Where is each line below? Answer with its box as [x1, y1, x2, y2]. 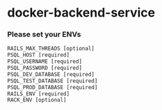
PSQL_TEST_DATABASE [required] [7, 77, 98, 84]
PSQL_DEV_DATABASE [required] [7, 71, 95, 77]
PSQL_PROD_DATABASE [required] [7, 84, 98, 91]
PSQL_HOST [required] [7, 52, 70, 59]
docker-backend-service [7, 5, 155, 21]
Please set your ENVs [7, 30, 81, 39]
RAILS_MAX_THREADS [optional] [7, 45, 95, 53]
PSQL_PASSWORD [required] [7, 64, 82, 72]
